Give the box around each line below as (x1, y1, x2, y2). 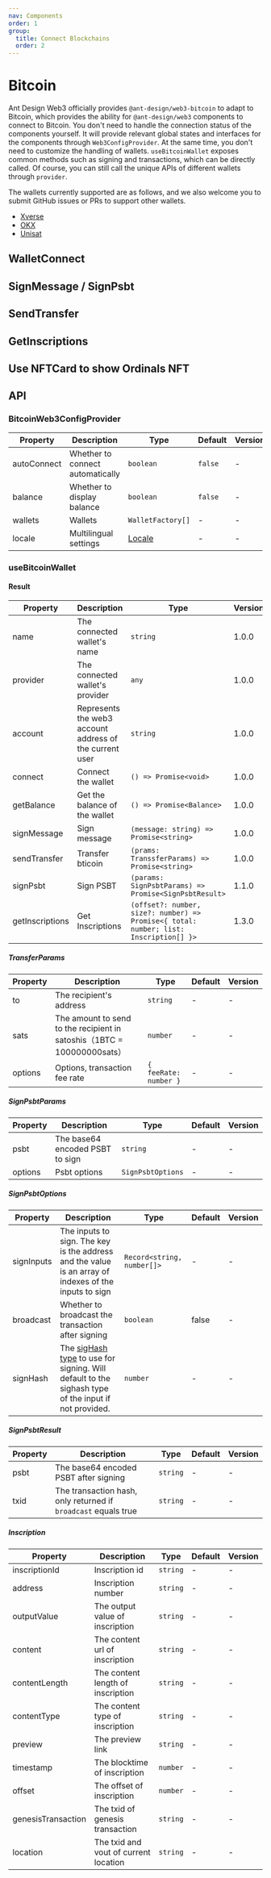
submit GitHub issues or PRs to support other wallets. (8, 196, 186, 206)
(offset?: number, (130, 900, 202, 909)
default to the (60, 1372, 110, 1383)
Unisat (19, 229, 42, 239)
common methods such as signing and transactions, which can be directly (8, 155, 256, 165)
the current (77, 743, 119, 754)
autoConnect (12, 457, 62, 469)
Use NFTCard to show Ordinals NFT (8, 362, 190, 376)
